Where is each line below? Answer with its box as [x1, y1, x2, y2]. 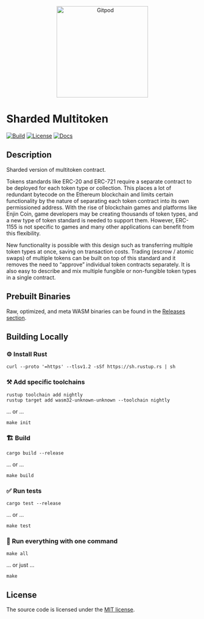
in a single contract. [6, 274, 56, 281]
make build [6, 472, 34, 478]
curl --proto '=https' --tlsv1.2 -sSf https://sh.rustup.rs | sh [6, 364, 175, 370]
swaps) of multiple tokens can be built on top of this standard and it [6, 254, 176, 261]
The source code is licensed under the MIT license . [6, 606, 135, 614]
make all [6, 551, 29, 557]
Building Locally [6, 331, 69, 342]
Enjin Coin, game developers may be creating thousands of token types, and [6, 210, 199, 218]
